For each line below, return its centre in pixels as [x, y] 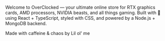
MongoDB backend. [26, 23]
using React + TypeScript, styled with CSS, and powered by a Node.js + [80, 18]
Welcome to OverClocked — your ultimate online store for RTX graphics [80, 7]
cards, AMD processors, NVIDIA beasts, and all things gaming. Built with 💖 [83, 13]
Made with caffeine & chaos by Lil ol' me [48, 33]
